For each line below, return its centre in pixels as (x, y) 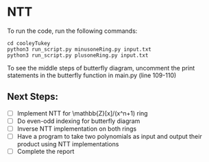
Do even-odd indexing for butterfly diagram (78, 121)
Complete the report (46, 151)
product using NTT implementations (68, 144)
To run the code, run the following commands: (72, 31)
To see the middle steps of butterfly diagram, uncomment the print (101, 68)
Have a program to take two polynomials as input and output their (109, 136)
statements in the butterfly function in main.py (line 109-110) (92, 75)
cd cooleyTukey (29, 43)
